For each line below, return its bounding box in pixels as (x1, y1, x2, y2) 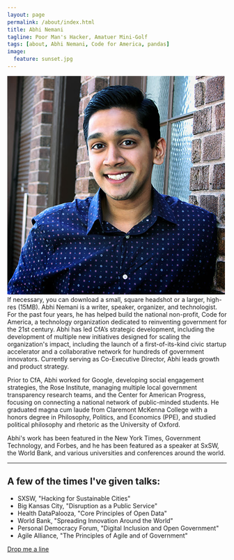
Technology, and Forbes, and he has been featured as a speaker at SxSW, (7, 441, 219, 450)
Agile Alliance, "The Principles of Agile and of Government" (17, 531, 188, 540)
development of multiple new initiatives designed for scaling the (7, 332, 191, 340)
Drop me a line (7, 545, 49, 553)
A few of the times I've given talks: (7, 475, 160, 487)
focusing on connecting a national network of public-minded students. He (7, 398, 219, 406)
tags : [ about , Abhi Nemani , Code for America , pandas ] (7, 41, 170, 48)
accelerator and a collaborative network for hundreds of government (7, 347, 204, 356)
